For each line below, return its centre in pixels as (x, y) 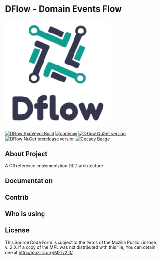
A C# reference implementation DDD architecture (54, 165)
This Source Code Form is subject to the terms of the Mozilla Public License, (81, 242)
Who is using (25, 214)
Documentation (29, 181)
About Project (26, 154)
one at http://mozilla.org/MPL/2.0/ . (39, 252)
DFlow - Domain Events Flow (64, 9)
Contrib (17, 197)
